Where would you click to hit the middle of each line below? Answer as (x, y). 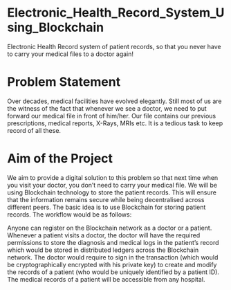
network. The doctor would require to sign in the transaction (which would (113, 257)
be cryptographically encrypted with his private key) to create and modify (112, 264)
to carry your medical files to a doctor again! (70, 54)
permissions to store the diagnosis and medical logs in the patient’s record (113, 242)
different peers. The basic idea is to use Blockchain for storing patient (107, 207)
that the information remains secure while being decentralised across (106, 199)
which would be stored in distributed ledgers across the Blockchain (103, 250)
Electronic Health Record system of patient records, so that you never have (114, 46)
